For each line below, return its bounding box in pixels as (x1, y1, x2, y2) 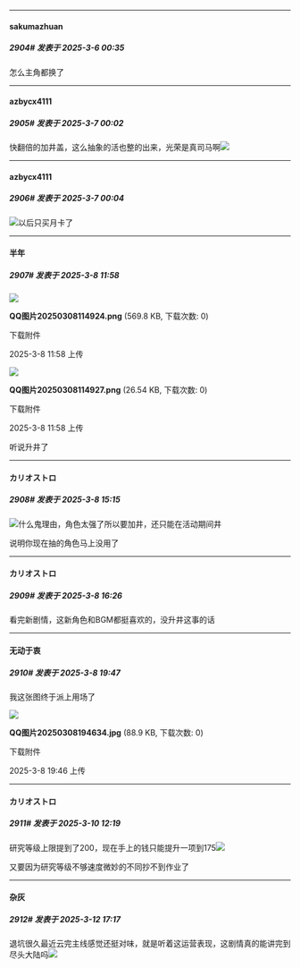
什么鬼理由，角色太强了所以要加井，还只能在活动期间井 (18, 518, 221, 529)
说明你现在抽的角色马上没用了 (9, 538, 119, 548)
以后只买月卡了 (18, 217, 73, 228)
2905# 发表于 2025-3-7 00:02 (9, 117, 124, 128)
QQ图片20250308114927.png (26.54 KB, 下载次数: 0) (9, 385, 208, 395)
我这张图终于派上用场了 (9, 691, 96, 702)
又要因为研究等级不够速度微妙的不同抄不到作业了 (9, 861, 189, 872)
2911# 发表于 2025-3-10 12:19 (9, 818, 121, 828)
